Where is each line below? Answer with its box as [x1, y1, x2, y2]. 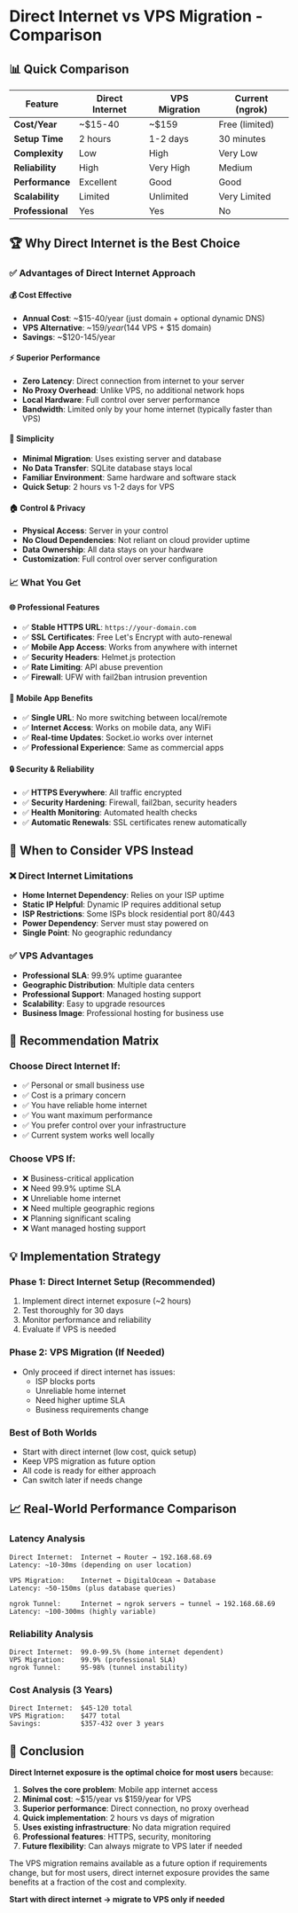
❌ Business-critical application [21, 1173, 135, 1184]
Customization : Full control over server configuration [21, 554, 217, 564]
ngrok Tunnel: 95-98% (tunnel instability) [9, 1663, 189, 1672]
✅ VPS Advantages [9, 949, 94, 962]
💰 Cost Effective [9, 289, 73, 300]
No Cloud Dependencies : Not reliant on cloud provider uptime [21, 535, 250, 546]
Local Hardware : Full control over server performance [21, 394, 220, 405]
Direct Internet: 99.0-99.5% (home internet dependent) [9, 1648, 224, 1657]
